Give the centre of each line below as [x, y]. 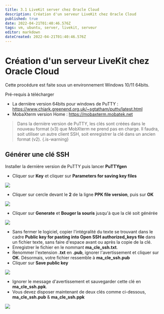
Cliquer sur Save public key [40, 263]
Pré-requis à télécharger [30, 94]
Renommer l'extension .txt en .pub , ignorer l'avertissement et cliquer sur [85, 252]
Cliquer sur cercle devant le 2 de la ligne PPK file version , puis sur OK [83, 194]
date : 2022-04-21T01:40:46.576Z [38, 23]
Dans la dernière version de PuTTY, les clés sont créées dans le [81, 124]
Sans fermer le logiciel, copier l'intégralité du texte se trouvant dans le [82, 231]
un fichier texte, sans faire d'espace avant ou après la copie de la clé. [82, 242]
